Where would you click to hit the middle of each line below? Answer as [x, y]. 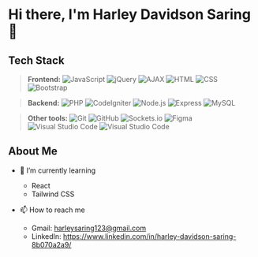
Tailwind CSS [53, 194]
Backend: [43, 103]
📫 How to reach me [52, 210]
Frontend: [44, 79]
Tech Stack [36, 60]
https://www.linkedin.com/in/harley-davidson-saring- [150, 236]
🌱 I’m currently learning [58, 170]
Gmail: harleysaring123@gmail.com [89, 228]
